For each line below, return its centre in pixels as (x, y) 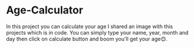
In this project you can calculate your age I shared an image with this (89, 26)
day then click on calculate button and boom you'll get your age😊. (87, 39)
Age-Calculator (45, 10)
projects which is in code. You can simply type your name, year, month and (97, 32)
